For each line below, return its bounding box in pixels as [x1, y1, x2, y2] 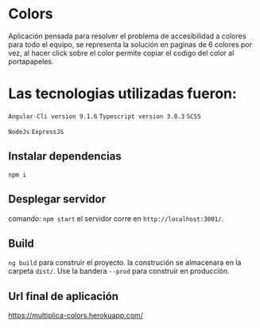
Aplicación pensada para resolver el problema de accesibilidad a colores [8, 31, 246, 41]
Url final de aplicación [8, 289, 119, 303]
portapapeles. [8, 57, 54, 66]
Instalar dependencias [8, 149, 122, 164]
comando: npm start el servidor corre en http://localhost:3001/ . [8, 213, 224, 223]
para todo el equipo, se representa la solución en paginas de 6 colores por [8, 39, 253, 49]
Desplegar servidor [8, 192, 106, 206]
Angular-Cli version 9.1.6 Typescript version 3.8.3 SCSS [8, 113, 201, 121]
